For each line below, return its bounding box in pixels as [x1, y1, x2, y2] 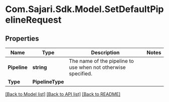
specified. [68, 70, 93, 77]
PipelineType [32, 78, 64, 85]
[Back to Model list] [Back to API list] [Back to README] [5, 91, 121, 97]
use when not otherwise [68, 64, 126, 71]
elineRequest [5, 14, 62, 26]
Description [91, 49, 120, 56]
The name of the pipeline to [68, 58, 134, 64]
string [32, 64, 47, 71]
